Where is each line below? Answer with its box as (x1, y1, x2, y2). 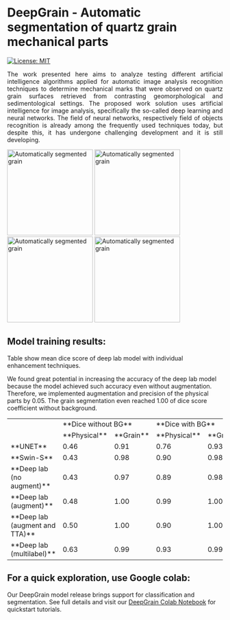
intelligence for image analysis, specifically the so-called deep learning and (7, 106, 223, 115)
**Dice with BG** (156, 419, 216, 428)
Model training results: (7, 336, 106, 347)
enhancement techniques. (7, 361, 81, 369)
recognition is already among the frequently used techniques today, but (7, 121, 223, 129)
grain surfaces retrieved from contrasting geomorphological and (7, 91, 223, 100)
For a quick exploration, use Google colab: (7, 572, 190, 584)
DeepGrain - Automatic (7, 5, 142, 21)
